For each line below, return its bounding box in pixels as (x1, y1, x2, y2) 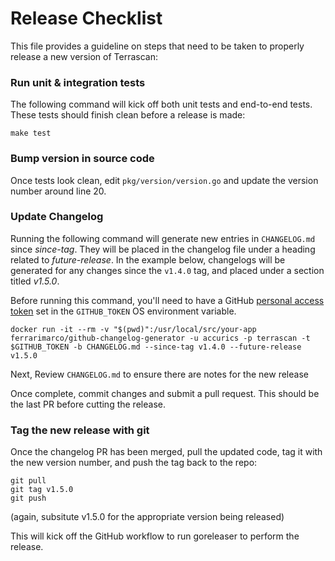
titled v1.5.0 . (10, 275, 60, 287)
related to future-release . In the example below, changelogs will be (10, 253, 286, 266)
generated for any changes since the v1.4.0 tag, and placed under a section (10, 264, 325, 276)
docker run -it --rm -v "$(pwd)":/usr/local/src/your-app (10, 324, 257, 334)
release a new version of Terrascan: (10, 50, 158, 62)
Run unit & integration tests (10, 75, 146, 89)
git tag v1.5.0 (10, 485, 74, 495)
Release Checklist (10, 7, 163, 30)
